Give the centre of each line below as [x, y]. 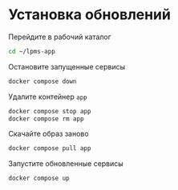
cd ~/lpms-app [32, 51]
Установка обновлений [89, 15]
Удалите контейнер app [48, 97]
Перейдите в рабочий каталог [60, 37]
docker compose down [43, 81]
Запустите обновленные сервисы [66, 164]
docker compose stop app [50, 111]
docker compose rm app [46, 119]
